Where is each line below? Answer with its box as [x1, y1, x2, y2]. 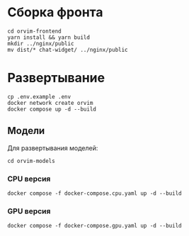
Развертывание [7, 70, 105, 86]
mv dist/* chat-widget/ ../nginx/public [7, 46, 129, 53]
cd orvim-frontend [7, 28, 62, 35]
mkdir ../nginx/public [7, 40, 74, 47]
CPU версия [7, 174, 51, 184]
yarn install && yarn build [7, 33, 91, 41]
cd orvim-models [7, 157, 55, 164]
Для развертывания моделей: [7, 143, 98, 152]
